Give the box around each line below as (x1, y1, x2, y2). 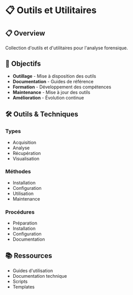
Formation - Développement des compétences (12, 84, 112, 90)
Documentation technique (12, 273, 67, 279)
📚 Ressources (5, 251, 52, 260)
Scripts (12, 278, 28, 284)
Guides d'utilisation (12, 268, 53, 274)
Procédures (5, 208, 35, 215)
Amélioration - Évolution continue (12, 94, 84, 101)
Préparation (12, 220, 38, 226)
